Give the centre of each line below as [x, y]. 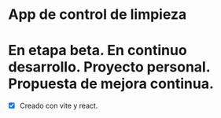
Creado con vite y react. [59, 106]
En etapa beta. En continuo [98, 51]
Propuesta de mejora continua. [111, 84]
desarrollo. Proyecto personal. [109, 67]
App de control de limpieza [98, 15]
